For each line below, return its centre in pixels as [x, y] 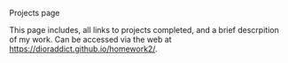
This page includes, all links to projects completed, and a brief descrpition [144, 30]
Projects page [35, 13]
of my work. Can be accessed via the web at [90, 39]
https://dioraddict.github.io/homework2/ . [83, 49]
